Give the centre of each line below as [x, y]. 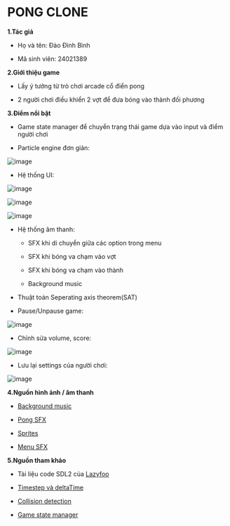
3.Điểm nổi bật [29, 113]
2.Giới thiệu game [33, 72]
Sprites [28, 433]
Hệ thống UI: [36, 175]
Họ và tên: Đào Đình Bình [54, 45]
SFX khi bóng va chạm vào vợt [72, 256]
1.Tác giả [20, 32]
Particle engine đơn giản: [53, 147]
